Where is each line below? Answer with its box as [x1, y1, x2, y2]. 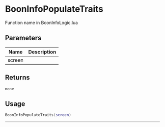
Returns [5, 74, 30, 82]
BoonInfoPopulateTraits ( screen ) [5, 113, 71, 118]
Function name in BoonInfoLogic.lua [5, 20, 78, 25]
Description [28, 48, 56, 55]
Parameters [5, 34, 42, 42]
